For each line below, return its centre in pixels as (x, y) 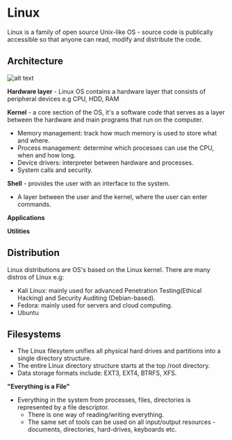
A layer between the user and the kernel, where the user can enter (112, 196)
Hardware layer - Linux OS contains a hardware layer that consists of (107, 91)
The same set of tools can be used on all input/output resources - (122, 422)
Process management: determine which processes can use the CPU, (116, 148)
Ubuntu (28, 312)
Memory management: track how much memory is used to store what (117, 133)
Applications (26, 217)
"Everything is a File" (39, 387)
